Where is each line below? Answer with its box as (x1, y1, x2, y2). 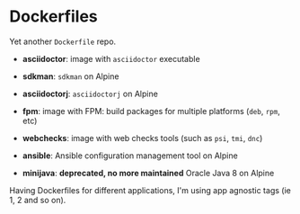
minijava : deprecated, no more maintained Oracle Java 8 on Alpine (22, 167, 275, 178)
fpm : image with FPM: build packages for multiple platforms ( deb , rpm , (22, 105, 280, 116)
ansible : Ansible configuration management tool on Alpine (22, 150, 238, 161)
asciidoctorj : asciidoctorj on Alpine (22, 88, 159, 99)
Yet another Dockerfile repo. (9, 36, 117, 47)
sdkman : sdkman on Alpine (22, 70, 119, 82)
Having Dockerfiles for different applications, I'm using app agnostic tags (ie (9, 184, 292, 195)
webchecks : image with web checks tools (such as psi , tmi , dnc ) (22, 132, 263, 143)
